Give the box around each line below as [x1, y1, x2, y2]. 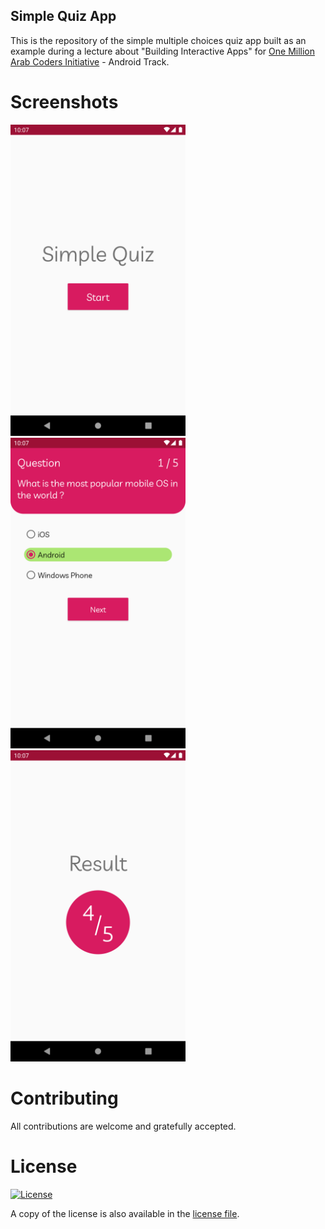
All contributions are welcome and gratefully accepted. [10, 1120, 237, 1132]
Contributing [10, 1087, 119, 1110]
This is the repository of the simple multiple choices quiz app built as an [10, 34, 307, 46]
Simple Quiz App [10, 8, 117, 25]
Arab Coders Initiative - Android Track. [10, 55, 170, 68]
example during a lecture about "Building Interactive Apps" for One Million [10, 45, 316, 57]
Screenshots [10, 91, 119, 113]
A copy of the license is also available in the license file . [10, 1207, 240, 1219]
